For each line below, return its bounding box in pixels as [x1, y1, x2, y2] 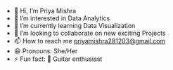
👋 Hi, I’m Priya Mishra [13, 7, 77, 15]
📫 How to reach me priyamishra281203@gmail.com [13, 37, 166, 45]
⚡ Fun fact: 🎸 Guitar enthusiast [13, 55, 103, 63]
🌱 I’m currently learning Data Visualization [13, 22, 136, 29]
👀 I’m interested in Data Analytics [13, 14, 110, 22]
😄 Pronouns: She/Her [13, 47, 78, 55]
